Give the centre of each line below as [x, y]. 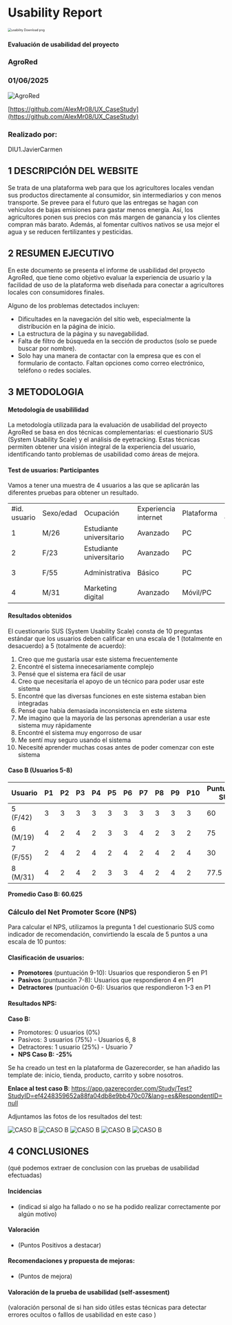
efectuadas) [25, 1175]
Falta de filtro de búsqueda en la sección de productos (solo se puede [117, 341]
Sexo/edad [60, 513]
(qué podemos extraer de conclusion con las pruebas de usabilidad [104, 1168]
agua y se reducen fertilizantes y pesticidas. [71, 231]
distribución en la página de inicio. [66, 326]
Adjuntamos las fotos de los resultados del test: [75, 1116]
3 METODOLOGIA [46, 392]
